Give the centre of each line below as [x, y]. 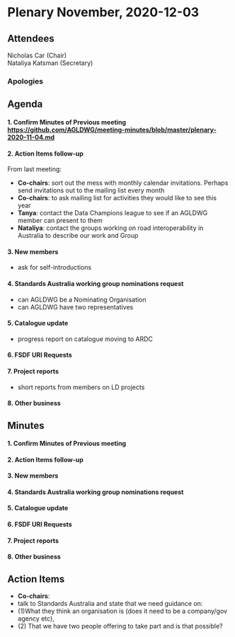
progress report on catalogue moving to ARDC [85, 339]
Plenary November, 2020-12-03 [103, 12]
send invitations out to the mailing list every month [91, 190]
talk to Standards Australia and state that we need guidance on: [110, 604]
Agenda [25, 104]
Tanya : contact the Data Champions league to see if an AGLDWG [113, 213]
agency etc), [36, 619]
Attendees [31, 39]
